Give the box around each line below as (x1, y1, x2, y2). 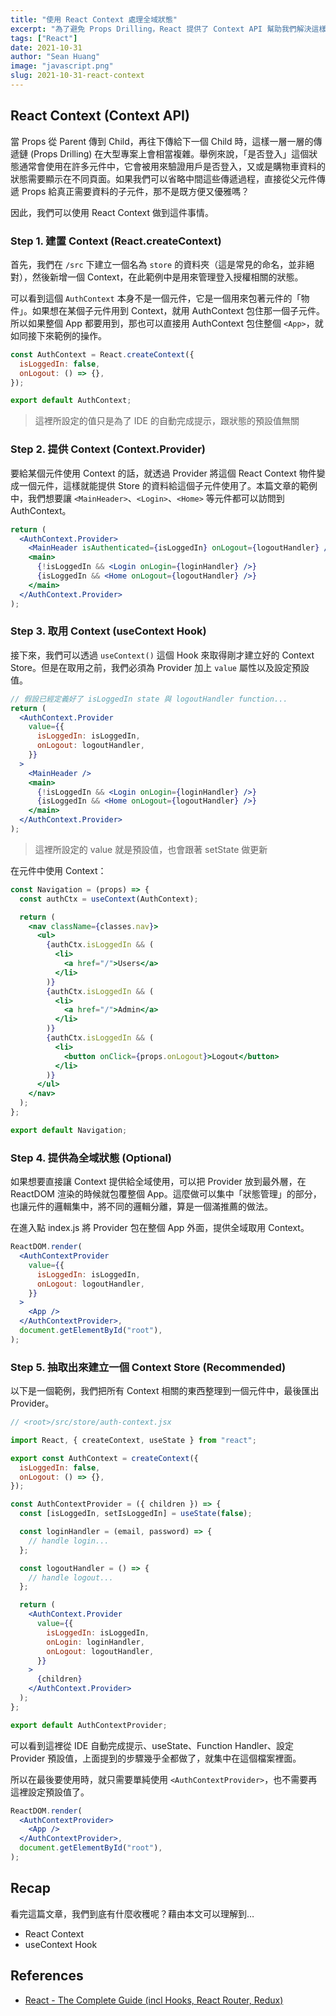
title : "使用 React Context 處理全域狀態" (10, 14, 178, 25)
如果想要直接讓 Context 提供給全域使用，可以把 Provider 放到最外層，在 (10, 1176, 307, 1188)
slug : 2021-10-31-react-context (10, 71, 145, 81)
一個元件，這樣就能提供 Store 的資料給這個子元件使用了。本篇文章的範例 (18, 479, 318, 491)
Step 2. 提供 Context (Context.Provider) (10, 442, 207, 456)
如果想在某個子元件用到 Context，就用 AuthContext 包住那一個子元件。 (31, 304, 325, 316)
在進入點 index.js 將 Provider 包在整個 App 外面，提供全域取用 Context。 (10, 1222, 310, 1234)
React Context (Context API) (10, 107, 190, 125)
